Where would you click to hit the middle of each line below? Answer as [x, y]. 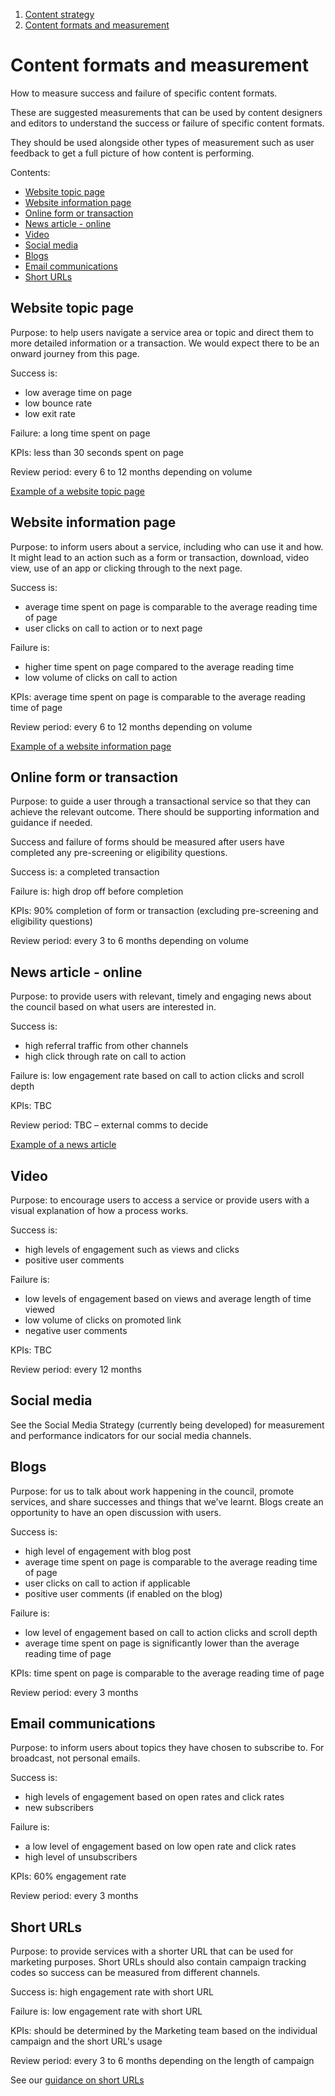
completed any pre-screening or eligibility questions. [119, 853]
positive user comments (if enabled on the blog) [123, 1593]
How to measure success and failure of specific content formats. [144, 93]
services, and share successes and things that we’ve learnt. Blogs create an [167, 1501]
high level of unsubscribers [81, 1857]
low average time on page [78, 392]
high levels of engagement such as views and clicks [132, 1249]
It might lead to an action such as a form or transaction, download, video [160, 557]
